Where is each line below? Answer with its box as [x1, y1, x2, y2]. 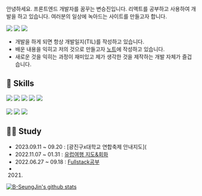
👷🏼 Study [6, 126, 42, 137]
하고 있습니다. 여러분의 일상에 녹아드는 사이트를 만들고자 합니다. [17, 13, 167, 20]
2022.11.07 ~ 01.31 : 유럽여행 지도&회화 [14, 150, 109, 158]
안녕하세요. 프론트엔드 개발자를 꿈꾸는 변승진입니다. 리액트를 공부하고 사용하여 [6, 5, 190, 12]
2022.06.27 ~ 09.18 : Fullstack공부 [14, 158, 100, 165]
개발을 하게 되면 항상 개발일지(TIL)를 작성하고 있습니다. [14, 38, 145, 45]
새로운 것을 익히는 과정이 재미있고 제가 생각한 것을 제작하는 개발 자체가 [14, 53, 181, 60]
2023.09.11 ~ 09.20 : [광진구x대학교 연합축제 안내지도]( [14, 143, 147, 150]
